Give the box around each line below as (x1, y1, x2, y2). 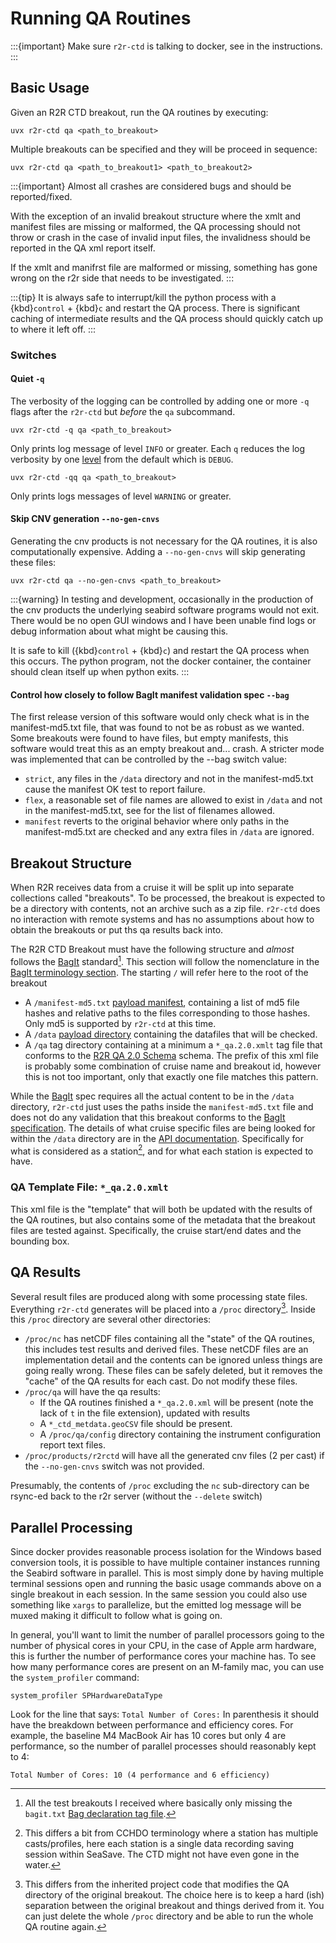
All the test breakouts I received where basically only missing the (24, 1797, 293, 1809)
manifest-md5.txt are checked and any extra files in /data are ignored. (24, 826, 315, 838)
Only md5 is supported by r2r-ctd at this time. (24, 1017, 217, 1029)
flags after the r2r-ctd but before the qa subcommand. (10, 405, 236, 417)
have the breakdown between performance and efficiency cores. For (10, 1718, 294, 1731)
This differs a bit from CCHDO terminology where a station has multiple (24, 1827, 319, 1839)
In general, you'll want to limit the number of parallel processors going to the (10, 1628, 325, 1641)
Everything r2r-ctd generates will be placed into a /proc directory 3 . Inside (10, 1301, 316, 1315)
